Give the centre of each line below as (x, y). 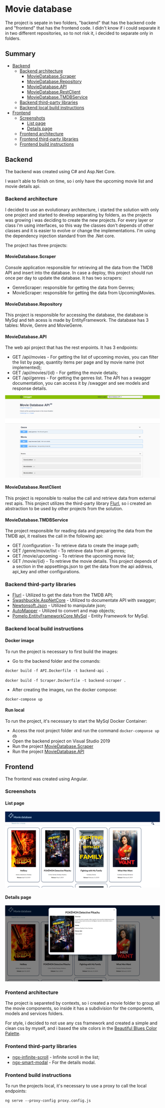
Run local (15, 710)
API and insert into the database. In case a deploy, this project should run (79, 273)
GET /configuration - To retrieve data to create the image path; (75, 546)
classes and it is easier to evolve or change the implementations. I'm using (80, 230)
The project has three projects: (36, 245)
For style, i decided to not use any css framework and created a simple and (81, 1023)
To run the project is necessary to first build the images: (62, 651)
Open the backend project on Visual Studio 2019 (61, 741)
